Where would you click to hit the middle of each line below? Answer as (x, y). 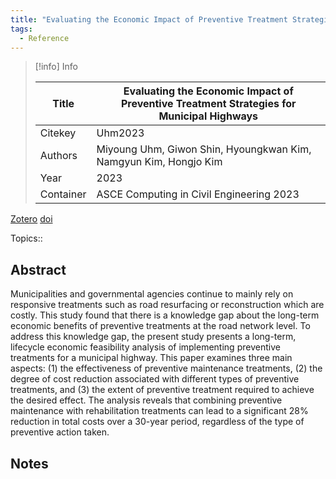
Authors (58, 156)
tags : (21, 29)
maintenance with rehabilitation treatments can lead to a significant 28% (159, 411)
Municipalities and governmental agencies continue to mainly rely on (152, 294)
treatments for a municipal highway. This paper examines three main (151, 358)
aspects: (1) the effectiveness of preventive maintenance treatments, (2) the (166, 368)
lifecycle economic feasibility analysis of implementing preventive (145, 347)
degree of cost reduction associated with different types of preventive (155, 379)
